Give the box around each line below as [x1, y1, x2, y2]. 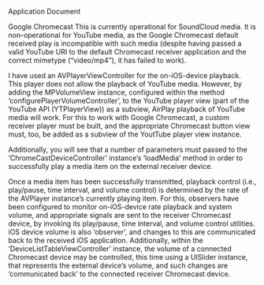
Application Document [8, 7, 81, 16]
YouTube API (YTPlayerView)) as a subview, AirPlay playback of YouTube [8, 104, 246, 114]
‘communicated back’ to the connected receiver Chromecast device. [8, 269, 231, 279]
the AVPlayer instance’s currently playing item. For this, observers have [8, 193, 239, 203]
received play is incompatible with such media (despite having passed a [8, 39, 242, 48]
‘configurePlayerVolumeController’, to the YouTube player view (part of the [8, 96, 250, 105]
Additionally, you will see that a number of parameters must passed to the [8, 145, 248, 154]
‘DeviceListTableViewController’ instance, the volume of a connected [8, 244, 232, 253]
